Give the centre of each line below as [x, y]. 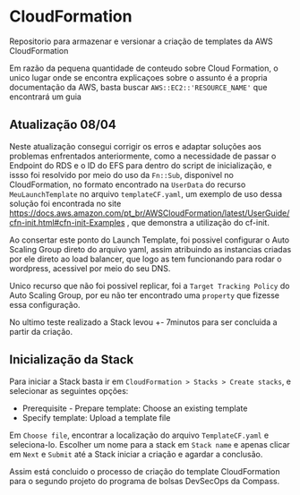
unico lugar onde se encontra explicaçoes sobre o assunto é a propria [138, 77]
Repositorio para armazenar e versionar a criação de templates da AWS [141, 41]
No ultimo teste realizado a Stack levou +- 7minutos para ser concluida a [143, 322]
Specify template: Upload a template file [96, 417]
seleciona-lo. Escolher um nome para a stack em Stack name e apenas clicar [150, 444]
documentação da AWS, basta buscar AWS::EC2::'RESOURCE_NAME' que [138, 87]
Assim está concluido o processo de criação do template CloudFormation [145, 471]
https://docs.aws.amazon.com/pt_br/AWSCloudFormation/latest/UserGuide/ [150, 213]
